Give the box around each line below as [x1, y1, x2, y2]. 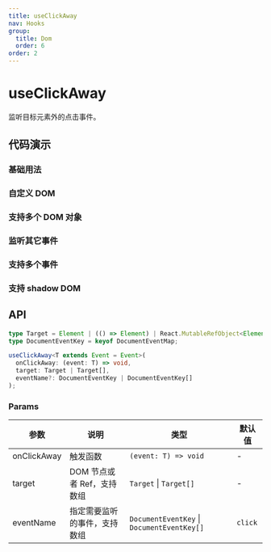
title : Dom [15, 34, 52, 43]
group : [8, 27, 31, 35]
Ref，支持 [79, 478, 117, 490]
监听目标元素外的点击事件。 [8, 112, 101, 121]
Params [8, 401, 39, 412]
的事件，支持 [69, 518, 119, 529]
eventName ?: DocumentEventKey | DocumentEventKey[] [15, 374, 194, 382]
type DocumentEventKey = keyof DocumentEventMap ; [8, 337, 179, 345]
